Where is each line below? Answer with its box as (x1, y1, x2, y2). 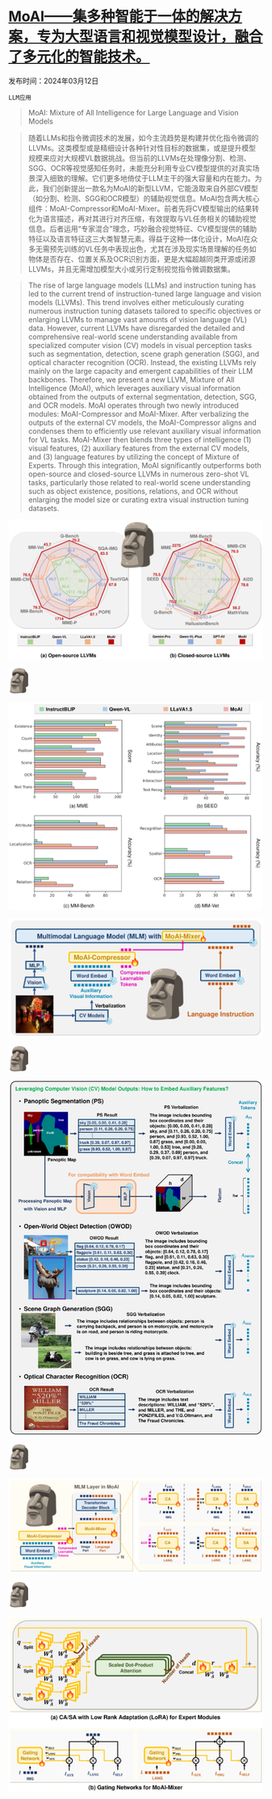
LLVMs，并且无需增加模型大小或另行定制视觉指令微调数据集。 (27, 264, 236, 274)
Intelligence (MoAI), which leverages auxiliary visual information (27, 383, 241, 392)
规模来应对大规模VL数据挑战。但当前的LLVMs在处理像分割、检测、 (27, 153, 251, 162)
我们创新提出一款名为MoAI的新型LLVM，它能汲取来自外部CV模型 (42, 183, 258, 193)
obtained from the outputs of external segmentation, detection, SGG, (27, 392, 257, 401)
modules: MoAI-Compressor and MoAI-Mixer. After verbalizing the (27, 409, 249, 418)
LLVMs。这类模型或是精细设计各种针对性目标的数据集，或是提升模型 (27, 143, 257, 153)
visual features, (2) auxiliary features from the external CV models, (27, 443, 250, 453)
